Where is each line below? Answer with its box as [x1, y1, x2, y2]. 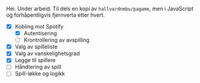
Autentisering [23, 30, 57, 37]
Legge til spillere [14, 57, 56, 64]
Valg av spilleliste [14, 43, 58, 50]
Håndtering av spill [14, 63, 61, 70]
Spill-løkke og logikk [14, 70, 65, 77]
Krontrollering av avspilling [23, 36, 90, 44]
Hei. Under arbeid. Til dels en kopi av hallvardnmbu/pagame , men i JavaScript [6, 5, 194, 12]
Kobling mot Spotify [14, 23, 64, 30]
